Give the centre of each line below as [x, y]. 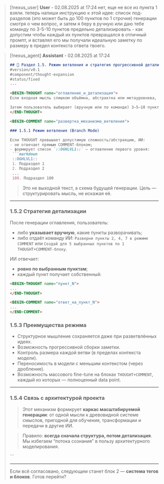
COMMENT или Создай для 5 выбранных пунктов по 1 [71, 243]
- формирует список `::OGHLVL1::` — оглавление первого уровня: [80, 149]
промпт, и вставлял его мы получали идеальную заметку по [76, 40]
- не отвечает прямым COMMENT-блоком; [51, 145]
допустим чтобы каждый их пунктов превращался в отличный [78, 35]
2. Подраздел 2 [28, 168]
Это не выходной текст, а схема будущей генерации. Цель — [89, 188]
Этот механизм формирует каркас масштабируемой [81, 409]
